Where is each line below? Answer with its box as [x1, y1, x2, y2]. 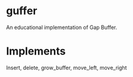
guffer [6, 4, 37, 18]
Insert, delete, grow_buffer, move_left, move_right [6, 64, 127, 71]
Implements [6, 44, 66, 58]
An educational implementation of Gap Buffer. [6, 24, 118, 31]
